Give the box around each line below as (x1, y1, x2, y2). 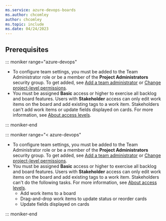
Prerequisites (5, 45, 49, 54)
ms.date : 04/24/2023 (5, 26, 49, 32)
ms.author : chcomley (5, 12, 49, 17)
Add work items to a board (20, 190, 76, 196)
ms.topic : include (5, 21, 44, 27)
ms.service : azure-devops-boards (5, 7, 76, 13)
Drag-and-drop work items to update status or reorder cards (20, 196, 147, 202)
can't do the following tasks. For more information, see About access (12, 179, 157, 185)
